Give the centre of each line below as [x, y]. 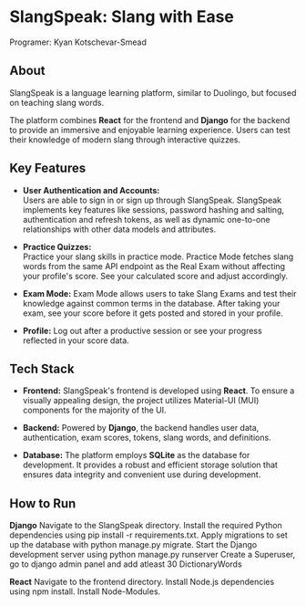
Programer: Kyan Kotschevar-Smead [78, 42]
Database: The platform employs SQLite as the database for [136, 455]
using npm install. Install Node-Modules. [85, 591]
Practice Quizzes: [57, 246]
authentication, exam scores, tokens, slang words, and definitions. [147, 438]
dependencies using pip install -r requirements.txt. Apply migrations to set [149, 535]
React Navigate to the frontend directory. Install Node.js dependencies [142, 582]
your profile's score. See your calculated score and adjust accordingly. [155, 276]
